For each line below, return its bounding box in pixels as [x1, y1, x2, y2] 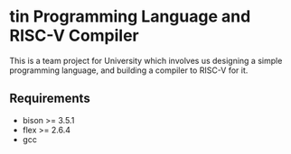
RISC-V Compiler [9, 25, 140, 46]
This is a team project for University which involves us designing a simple [9, 55, 283, 66]
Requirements [9, 91, 90, 106]
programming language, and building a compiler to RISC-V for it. [9, 65, 249, 76]
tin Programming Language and [9, 6, 251, 27]
